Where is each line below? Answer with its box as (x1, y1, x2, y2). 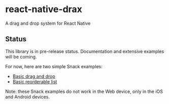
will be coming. (5, 54, 37, 60)
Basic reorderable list (12, 78, 57, 84)
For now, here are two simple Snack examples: (5, 63, 103, 69)
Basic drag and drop (12, 73, 55, 79)
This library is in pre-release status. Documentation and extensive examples (5, 48, 164, 54)
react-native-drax (5, 4, 83, 15)
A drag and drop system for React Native (5, 20, 91, 26)
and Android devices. (5, 93, 50, 99)
